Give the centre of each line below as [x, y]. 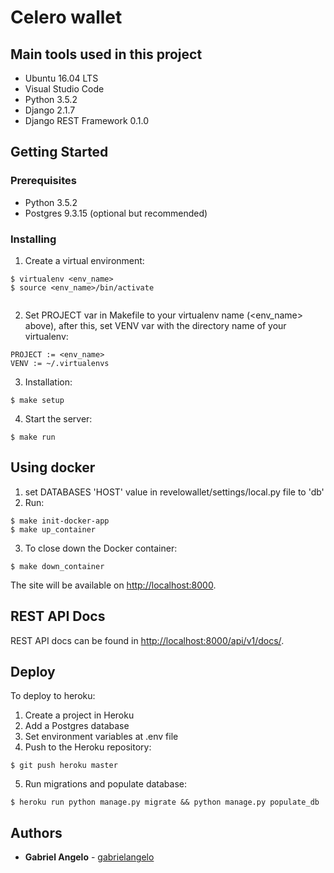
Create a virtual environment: [84, 260]
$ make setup [37, 400]
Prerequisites [43, 181]
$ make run [33, 437]
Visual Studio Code [64, 89]
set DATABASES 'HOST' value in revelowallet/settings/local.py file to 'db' [174, 492]
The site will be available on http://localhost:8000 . [113, 585]
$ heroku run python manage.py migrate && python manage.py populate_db [165, 802]
